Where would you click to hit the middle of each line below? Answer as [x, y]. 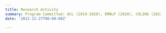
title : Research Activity [32, 9]
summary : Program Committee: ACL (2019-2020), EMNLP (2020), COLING [77, 14]
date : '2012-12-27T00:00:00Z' [36, 18]
